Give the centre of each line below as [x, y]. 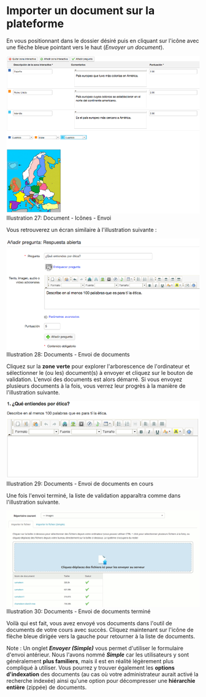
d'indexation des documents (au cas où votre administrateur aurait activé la [102, 674]
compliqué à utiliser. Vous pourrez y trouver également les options [90, 668]
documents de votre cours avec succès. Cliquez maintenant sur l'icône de [100, 630]
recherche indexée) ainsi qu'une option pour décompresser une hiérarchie [101, 681]
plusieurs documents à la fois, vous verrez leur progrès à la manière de [96, 386]
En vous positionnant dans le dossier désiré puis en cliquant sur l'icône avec [103, 40]
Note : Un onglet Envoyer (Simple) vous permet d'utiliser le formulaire [95, 649]
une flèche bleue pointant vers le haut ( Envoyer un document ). [85, 47]
